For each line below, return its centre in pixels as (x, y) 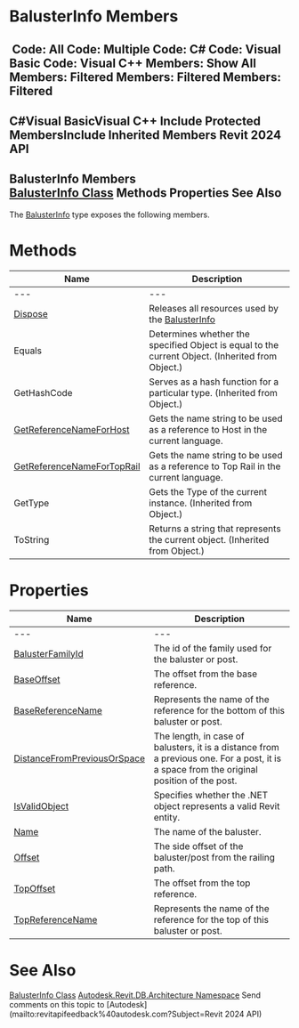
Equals (28, 351)
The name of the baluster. (207, 831)
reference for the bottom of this (219, 710)
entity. (167, 817)
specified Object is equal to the (214, 344)
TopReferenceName (56, 919)
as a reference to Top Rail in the (215, 466)
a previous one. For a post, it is (218, 758)
